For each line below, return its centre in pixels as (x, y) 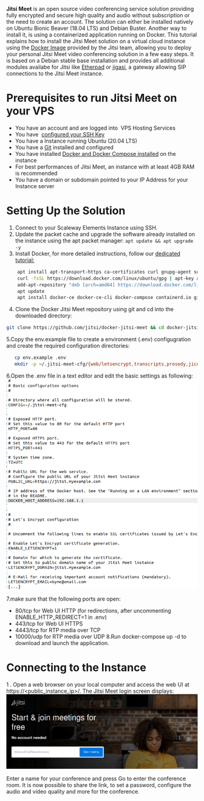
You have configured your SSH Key (60, 134)
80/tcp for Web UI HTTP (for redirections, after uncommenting (93, 611)
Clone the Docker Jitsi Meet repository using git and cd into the (94, 309)
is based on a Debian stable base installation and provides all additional (96, 61)
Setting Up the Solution (66, 211)
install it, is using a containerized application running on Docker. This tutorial (102, 35)
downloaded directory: (43, 316)
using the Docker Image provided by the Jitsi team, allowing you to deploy (99, 48)
